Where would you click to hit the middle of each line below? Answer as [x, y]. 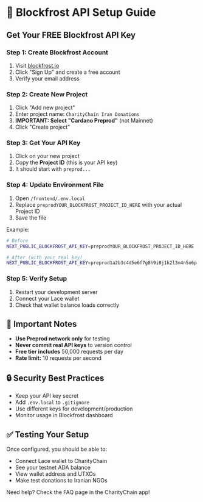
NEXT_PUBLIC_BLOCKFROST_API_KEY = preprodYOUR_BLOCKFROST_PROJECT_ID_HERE [100, 246]
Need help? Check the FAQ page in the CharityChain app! [78, 492]
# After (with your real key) [45, 257]
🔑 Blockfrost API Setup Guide [81, 13]
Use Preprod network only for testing [63, 339]
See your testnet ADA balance [53, 467]
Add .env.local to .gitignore [52, 403]
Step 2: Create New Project [47, 94]
